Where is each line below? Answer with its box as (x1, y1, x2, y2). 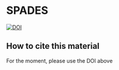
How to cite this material (6, 41, 100, 51)
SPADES (6, 4, 48, 17)
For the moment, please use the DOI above (6, 57, 113, 64)
